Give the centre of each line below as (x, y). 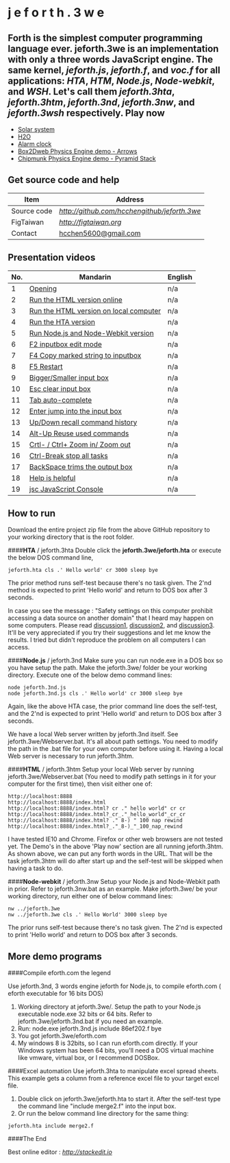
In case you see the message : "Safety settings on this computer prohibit (110, 611)
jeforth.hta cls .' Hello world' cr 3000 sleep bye (83, 571)
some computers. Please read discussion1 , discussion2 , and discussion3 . (111, 625)
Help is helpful (52, 478)
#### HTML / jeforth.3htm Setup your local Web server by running (101, 769)
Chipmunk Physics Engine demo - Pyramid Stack (87, 158)
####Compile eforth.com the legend (60, 973)
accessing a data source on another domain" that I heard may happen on (111, 618)
